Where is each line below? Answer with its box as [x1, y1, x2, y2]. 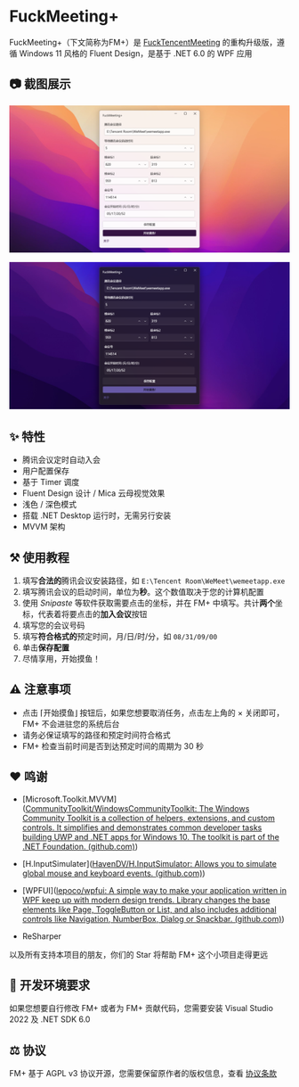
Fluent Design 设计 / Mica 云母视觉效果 [21, 488, 166, 498]
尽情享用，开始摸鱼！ [21, 653, 101, 663]
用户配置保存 [21, 465, 69, 476]
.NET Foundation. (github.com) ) [21, 841, 139, 852]
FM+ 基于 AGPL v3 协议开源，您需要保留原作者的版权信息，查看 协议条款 [9, 1068, 278, 1079]
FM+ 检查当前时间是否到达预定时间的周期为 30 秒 [21, 740, 205, 751]
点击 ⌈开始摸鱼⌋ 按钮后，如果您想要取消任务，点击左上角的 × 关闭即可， [21, 707, 285, 718]
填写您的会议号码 [21, 620, 85, 630]
